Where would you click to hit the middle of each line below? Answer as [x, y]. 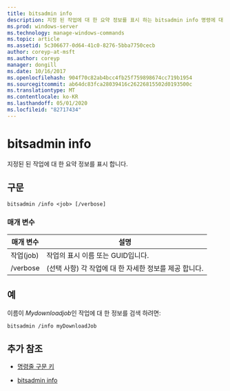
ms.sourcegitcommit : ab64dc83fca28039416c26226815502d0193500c [100, 84]
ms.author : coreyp [33, 59]
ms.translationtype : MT [41, 90]
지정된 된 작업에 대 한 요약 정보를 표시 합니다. [68, 163]
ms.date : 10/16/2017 [37, 71]
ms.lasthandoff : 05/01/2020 [48, 103]
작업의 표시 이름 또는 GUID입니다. [98, 255]
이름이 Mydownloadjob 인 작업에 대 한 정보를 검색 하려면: [84, 313]
